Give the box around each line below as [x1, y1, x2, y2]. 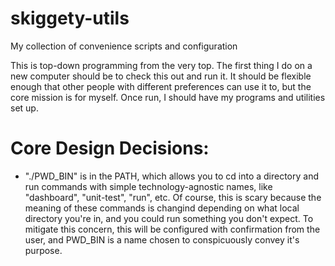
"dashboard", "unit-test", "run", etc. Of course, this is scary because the [24, 191, 322, 203]
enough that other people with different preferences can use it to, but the [10, 80, 312, 92]
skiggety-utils [10, 7, 130, 30]
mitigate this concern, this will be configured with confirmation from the [24, 223, 321, 235]
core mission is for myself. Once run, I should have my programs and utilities [10, 91, 326, 103]
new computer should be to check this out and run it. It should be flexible [10, 70, 312, 82]
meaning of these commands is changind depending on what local [24, 202, 300, 214]
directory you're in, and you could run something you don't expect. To [24, 212, 314, 224]
